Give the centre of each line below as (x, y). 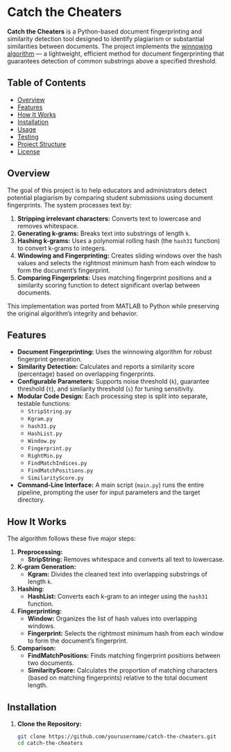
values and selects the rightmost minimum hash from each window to (117, 263)
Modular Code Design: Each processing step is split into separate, (112, 396)
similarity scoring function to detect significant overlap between (109, 285)
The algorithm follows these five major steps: (72, 539)
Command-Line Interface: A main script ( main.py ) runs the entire (111, 485)
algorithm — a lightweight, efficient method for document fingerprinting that (115, 54)
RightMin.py (45, 456)
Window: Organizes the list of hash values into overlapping (112, 619)
